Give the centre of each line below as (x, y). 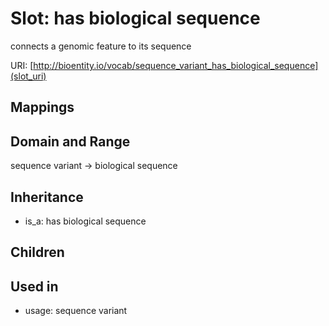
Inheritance (47, 197)
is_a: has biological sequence (85, 221)
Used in (34, 286)
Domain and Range (70, 141)
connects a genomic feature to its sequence (101, 46)
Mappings (42, 107)
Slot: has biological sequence (135, 18)
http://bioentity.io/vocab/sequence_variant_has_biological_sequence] (176, 65)
